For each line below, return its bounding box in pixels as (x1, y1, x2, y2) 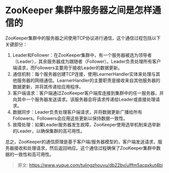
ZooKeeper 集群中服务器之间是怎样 (5, 5, 152, 16)
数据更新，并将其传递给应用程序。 (12, 83, 84, 90)
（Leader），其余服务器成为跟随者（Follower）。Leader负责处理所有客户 (12, 58, 161, 64)
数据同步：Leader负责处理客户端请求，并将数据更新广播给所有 (12, 109, 142, 115)
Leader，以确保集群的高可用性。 (17, 127, 85, 134)
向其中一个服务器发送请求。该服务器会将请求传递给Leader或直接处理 (12, 96, 155, 102)
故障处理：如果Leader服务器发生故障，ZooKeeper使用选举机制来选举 (12, 121, 156, 127)
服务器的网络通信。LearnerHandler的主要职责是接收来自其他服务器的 (17, 77, 160, 83)
